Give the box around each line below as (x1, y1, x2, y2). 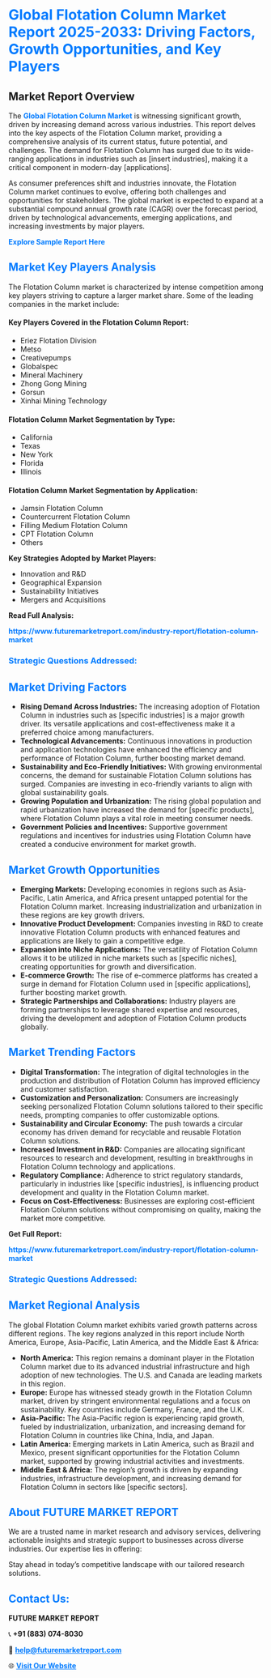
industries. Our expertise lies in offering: (8, 1544, 142, 1554)
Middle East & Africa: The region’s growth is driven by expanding (19, 1464, 239, 1475)
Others (19, 538, 44, 547)
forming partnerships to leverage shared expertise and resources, (19, 1004, 240, 1014)
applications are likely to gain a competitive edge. (19, 935, 186, 945)
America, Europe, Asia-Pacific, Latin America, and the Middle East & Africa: (8, 1337, 260, 1347)
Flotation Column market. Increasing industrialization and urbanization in (19, 901, 262, 911)
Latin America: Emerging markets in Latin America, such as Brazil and (19, 1439, 255, 1449)
